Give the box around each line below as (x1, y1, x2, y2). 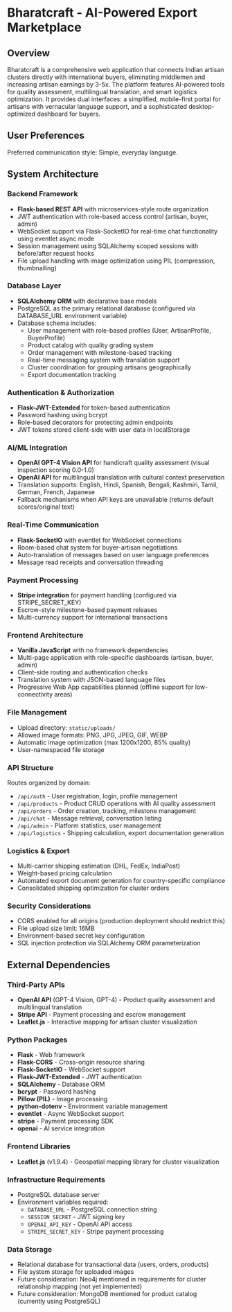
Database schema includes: (17, 319, 97, 327)
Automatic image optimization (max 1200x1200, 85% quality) (17, 738, 191, 746)
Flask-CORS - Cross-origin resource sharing (17, 1058, 145, 1067)
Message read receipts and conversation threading (17, 558, 163, 566)
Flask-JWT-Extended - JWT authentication (17, 1073, 142, 1081)
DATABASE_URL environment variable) (17, 311, 127, 320)
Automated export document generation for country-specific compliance (17, 877, 226, 885)
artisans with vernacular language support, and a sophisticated (7, 103, 188, 110)
